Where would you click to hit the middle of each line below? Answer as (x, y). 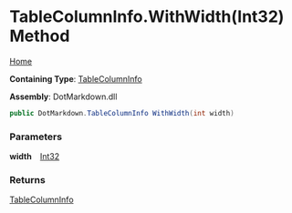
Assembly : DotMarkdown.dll (63, 96)
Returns (27, 180)
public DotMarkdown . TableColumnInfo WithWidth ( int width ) (122, 113)
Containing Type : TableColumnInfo (76, 78)
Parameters (36, 137)
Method (40, 36)
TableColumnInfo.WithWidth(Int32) (147, 17)
